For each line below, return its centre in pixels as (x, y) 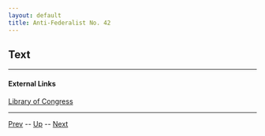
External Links (32, 83)
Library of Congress (41, 101)
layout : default (35, 15)
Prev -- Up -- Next (38, 123)
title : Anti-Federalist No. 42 (60, 23)
